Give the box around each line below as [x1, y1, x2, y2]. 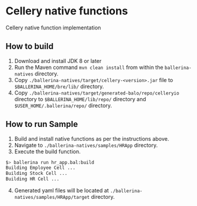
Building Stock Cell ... [5, 171, 68, 177]
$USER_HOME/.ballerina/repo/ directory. [14, 102, 112, 109]
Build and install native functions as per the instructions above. [14, 135, 169, 142]
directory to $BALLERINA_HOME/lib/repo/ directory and [14, 95, 146, 102]
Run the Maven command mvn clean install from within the [14, 63, 163, 71]
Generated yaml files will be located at [14, 187, 109, 194]
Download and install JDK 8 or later [14, 57, 102, 64]
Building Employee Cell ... [5, 165, 76, 171]
